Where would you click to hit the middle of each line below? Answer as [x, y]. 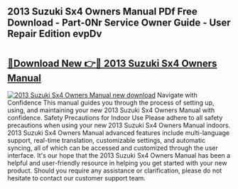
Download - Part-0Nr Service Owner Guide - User [119, 23]
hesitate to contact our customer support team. [76, 178]
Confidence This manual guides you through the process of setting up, [111, 103]
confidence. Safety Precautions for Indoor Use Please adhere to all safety [115, 118]
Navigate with [177, 95]
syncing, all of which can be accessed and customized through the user [113, 148]
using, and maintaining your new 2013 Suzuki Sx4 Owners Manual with [111, 110]
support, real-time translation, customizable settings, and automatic [107, 140]
